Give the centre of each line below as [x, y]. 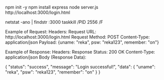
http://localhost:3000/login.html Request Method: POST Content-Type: [78, 37]
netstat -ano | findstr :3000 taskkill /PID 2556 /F [54, 22]
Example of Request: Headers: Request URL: [51, 32]
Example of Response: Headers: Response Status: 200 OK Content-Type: [80, 52]
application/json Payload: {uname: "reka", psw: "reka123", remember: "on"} [82, 42]
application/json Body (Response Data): [46, 57]
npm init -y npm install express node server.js [52, 7]
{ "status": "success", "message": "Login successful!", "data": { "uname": [80, 67]
